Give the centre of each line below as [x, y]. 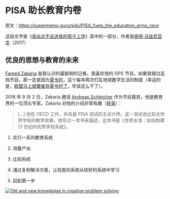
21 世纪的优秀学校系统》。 [44, 126]
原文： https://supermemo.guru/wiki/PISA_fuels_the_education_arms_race [82, 25]
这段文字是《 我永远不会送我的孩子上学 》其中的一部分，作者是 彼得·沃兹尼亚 [84, 36]
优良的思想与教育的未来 [42, 60]
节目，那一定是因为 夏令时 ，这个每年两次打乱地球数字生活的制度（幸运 [83, 80]
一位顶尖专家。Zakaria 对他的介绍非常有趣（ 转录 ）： [68, 103]
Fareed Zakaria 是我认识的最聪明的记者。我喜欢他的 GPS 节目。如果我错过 [83, 73]
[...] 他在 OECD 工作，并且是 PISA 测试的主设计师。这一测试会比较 [87, 114]
